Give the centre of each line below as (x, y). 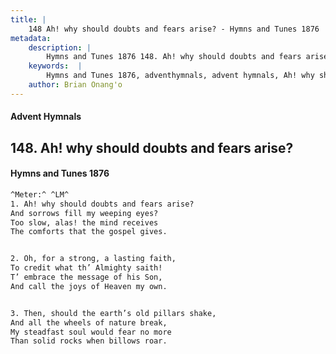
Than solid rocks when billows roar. (89, 341)
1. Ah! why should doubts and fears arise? (102, 204)
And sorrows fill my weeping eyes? (84, 213)
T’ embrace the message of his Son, (86, 277)
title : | (28, 19)
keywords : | (55, 66)
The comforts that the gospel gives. (89, 232)
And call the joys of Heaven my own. (89, 286)
